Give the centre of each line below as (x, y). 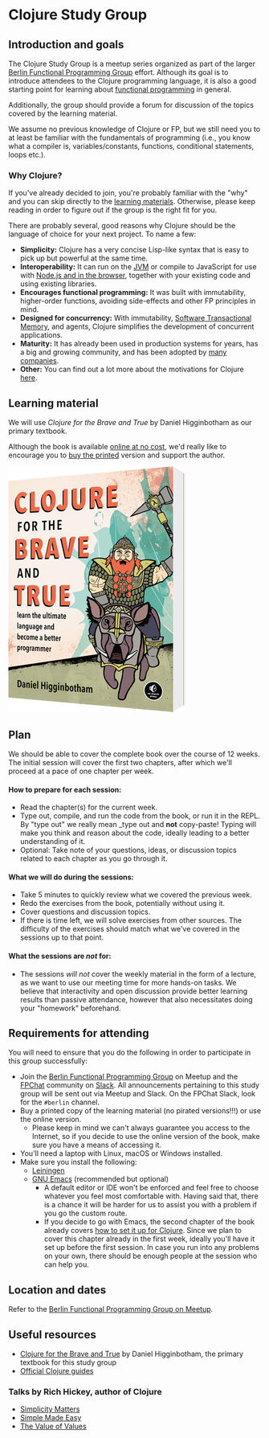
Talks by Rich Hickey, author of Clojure (85, 1391)
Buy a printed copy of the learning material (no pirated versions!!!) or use (141, 1111)
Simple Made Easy (51, 1418)
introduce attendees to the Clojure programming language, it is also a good (132, 81)
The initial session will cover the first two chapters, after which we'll (120, 762)
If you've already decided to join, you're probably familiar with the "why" (128, 193)
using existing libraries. (58, 284)
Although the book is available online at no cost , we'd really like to (118, 447)
